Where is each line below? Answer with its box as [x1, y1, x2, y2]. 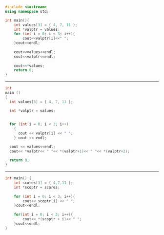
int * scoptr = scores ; [14, 185, 60, 190]
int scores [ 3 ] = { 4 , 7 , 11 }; [14, 180, 73, 185]
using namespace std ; [5, 9, 49, 14]
